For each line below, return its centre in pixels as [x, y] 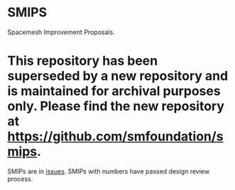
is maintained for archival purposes [114, 91]
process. [20, 179]
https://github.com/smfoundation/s [115, 137]
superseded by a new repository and [118, 76]
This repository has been [83, 61]
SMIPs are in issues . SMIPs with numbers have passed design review [109, 171]
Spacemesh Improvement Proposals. [61, 32]
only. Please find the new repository [116, 106]
